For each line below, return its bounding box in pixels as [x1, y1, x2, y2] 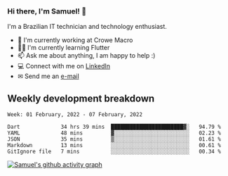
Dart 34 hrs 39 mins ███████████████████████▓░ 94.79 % [7, 123, 221, 131]
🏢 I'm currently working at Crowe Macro [17, 36, 133, 44]
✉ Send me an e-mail [17, 72, 79, 80]
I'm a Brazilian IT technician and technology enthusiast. [7, 23, 167, 31]
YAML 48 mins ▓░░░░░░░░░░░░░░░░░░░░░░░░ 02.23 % [7, 130, 221, 137]
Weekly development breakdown [7, 92, 155, 104]
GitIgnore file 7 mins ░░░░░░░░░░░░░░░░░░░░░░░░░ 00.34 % [7, 148, 221, 156]
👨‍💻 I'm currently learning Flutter [17, 44, 110, 52]
